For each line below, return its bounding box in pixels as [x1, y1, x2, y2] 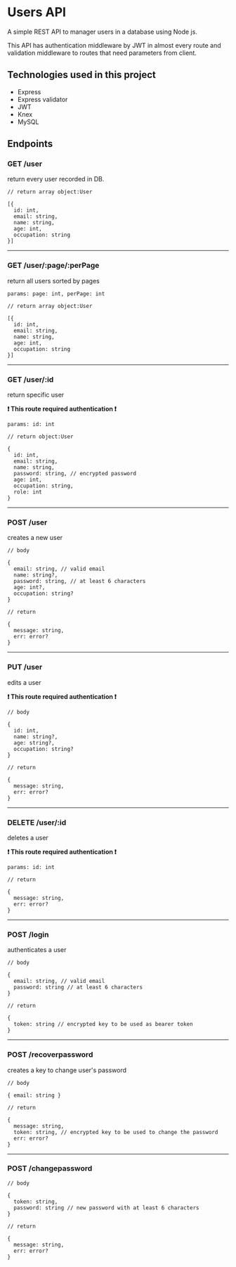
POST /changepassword [7, 1164, 93, 1173]
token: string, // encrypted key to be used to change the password [13, 1128, 218, 1136]
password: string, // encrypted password [13, 470, 137, 477]
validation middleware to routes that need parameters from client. [7, 49, 197, 57]
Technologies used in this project [7, 69, 156, 81]
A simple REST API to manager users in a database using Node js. [7, 27, 198, 36]
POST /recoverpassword [7, 1050, 93, 1060]
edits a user [7, 678, 41, 686]
